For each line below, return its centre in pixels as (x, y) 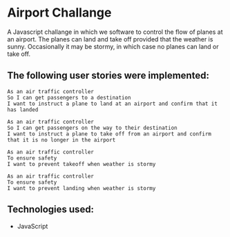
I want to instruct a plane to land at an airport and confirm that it (112, 104)
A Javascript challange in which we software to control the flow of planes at (115, 32)
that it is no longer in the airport (61, 140)
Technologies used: (51, 210)
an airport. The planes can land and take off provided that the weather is (110, 39)
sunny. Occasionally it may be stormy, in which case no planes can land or (113, 46)
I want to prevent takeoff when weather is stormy (82, 164)
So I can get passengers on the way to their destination (92, 128)
